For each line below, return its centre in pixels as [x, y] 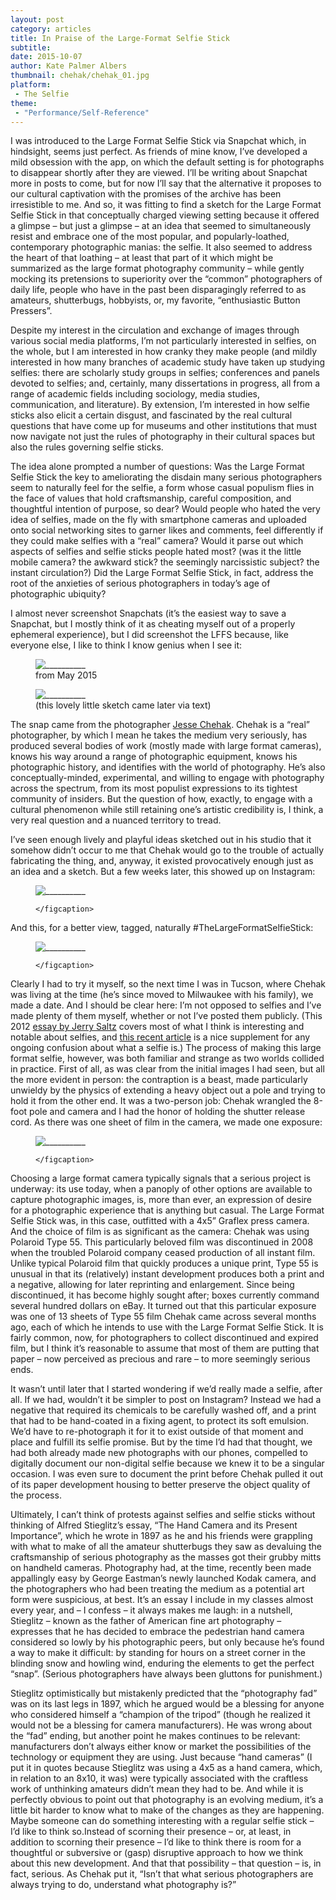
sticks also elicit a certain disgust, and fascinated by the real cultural [151, 415]
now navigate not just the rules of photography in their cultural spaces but [163, 437]
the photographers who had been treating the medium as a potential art [157, 1589]
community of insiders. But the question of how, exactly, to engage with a [161, 799]
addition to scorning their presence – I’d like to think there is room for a [156, 1842]
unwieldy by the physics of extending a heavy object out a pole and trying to [168, 1090]
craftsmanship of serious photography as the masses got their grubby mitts [166, 1557]
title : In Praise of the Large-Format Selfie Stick [120, 38]
